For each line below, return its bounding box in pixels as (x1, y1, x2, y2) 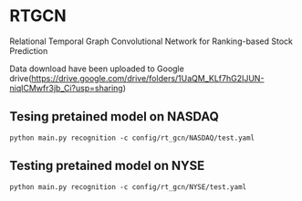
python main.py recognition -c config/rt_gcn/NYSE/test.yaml (9, 182, 247, 192)
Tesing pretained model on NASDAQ (9, 109, 219, 124)
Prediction (9, 45, 48, 56)
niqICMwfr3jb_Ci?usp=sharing (9, 82, 123, 93)
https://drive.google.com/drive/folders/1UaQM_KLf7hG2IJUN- (31, 72, 265, 83)
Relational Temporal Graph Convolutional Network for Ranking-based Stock (9, 36, 294, 47)
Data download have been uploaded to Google (9, 63, 184, 74)
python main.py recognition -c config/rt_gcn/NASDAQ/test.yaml (9, 133, 255, 143)
